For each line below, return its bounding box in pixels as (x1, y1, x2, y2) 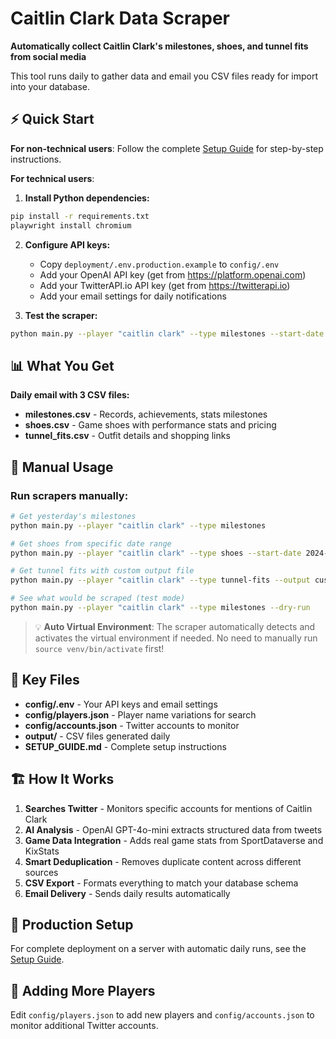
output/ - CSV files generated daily (24, 730, 171, 742)
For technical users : (10, 172, 95, 184)
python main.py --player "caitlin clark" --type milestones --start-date (10, 328, 325, 339)
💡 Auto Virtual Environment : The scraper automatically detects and (34, 620, 316, 632)
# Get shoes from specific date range (10, 538, 172, 549)
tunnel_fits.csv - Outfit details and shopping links (24, 430, 231, 442)
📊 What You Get (10, 357, 115, 374)
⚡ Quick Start (10, 111, 95, 128)
